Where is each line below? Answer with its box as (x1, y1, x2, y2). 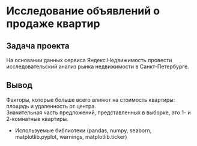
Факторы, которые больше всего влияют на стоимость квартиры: (6, 96, 175, 103)
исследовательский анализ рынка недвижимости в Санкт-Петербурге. (6, 63, 189, 70)
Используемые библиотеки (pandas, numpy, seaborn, (14, 127, 152, 134)
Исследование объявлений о (6, 4, 160, 18)
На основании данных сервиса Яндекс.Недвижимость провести (6, 57, 172, 63)
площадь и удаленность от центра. (6, 102, 96, 109)
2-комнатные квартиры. (6, 115, 68, 122)
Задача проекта (6, 41, 70, 51)
